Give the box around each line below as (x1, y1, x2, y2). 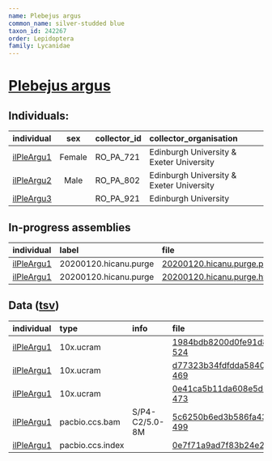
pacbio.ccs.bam (59, 416, 121, 427)
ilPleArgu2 (12, 175, 53, 186)
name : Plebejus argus (8, 11, 82, 20)
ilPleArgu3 (12, 193, 53, 205)
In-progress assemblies (8, 220, 131, 235)
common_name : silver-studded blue (8, 19, 125, 27)
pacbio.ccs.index (59, 439, 125, 450)
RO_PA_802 (95, 175, 140, 186)
